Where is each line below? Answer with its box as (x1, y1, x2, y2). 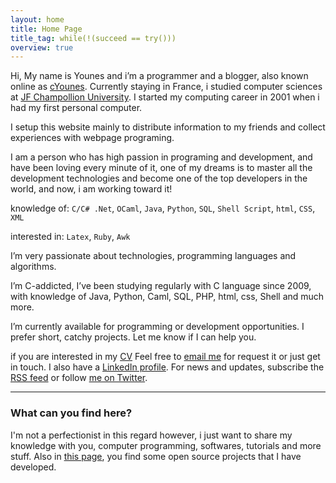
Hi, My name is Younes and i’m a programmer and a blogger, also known (10, 70, 309, 82)
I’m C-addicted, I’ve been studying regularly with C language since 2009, (10, 280, 312, 292)
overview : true (10, 42, 74, 53)
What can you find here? (10, 406, 133, 420)
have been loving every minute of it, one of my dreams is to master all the (10, 162, 313, 174)
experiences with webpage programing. (10, 132, 175, 144)
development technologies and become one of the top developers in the (10, 172, 308, 185)
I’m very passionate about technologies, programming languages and (10, 250, 297, 262)
